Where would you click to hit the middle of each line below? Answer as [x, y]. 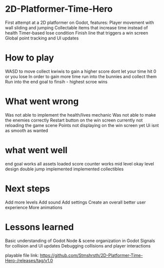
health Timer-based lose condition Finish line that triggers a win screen [77, 33]
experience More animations [34, 207]
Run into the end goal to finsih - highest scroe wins [56, 82]
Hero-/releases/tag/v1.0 [29, 260]
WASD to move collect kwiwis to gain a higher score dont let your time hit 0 [81, 71]
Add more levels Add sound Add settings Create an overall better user [75, 202]
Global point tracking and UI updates [42, 38]
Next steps [28, 188]
